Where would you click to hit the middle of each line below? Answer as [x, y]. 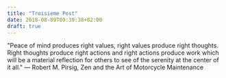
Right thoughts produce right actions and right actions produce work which [113, 53]
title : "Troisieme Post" [42, 13]
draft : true [24, 26]
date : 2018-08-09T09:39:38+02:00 [55, 20]
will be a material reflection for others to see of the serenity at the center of [113, 60]
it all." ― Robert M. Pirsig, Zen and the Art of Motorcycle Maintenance [105, 67]
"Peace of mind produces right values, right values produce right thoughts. [113, 46]
